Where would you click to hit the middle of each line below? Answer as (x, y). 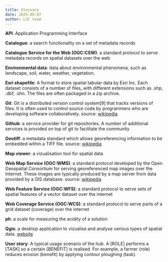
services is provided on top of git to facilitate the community (67, 129)
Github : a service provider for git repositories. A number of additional (77, 124)
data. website (19, 234)
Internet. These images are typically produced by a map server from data (81, 174)
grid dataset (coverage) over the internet (47, 209)
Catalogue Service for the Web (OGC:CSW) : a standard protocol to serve (81, 53)
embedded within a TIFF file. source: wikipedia (53, 144)
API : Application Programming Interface (46, 34)
